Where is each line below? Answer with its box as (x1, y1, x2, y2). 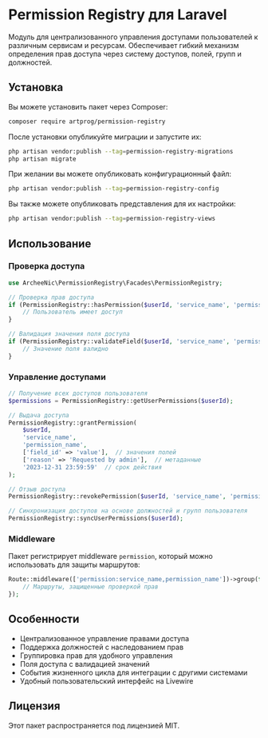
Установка (8, 81, 64, 94)
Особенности (8, 612, 80, 626)
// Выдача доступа (8, 411, 69, 419)
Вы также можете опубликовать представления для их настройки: (8, 199, 237, 209)
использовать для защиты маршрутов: (8, 560, 141, 569)
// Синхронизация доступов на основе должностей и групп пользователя (8, 507, 248, 515)
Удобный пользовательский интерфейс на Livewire (19, 676, 194, 685)
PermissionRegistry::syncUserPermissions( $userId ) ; (8, 514, 183, 523)
